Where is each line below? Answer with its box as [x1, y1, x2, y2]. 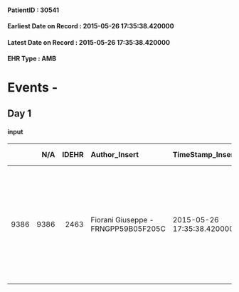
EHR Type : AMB [7, 54, 57, 63]
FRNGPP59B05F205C [90, 224, 166, 234]
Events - [7, 79, 58, 95]
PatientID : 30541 [7, 6, 59, 14]
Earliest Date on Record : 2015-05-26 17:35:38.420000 [7, 22, 174, 31]
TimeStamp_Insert [172, 150, 237, 160]
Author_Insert [90, 150, 139, 160]
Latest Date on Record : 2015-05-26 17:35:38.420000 [7, 38, 171, 46]
